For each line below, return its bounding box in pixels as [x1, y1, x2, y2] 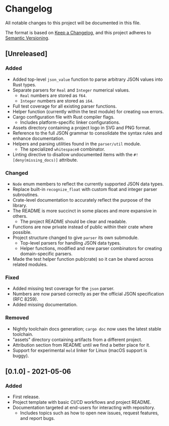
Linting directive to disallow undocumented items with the [12, 151, 133, 157]
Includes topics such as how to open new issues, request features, [20, 410, 159, 416]
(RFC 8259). [12, 296, 38, 302]
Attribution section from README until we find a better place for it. [12, 342, 150, 348]
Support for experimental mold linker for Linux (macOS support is [12, 347, 147, 353]
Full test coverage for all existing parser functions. [12, 103, 117, 109]
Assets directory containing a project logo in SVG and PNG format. [12, 124, 151, 130]
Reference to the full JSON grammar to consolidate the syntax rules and [12, 130, 162, 136]
